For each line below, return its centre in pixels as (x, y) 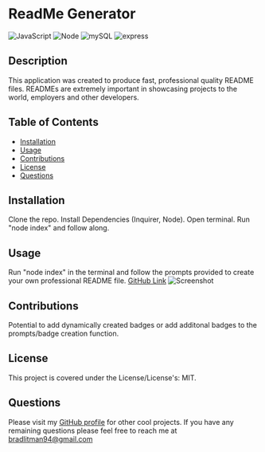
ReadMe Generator (72, 14)
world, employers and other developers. (74, 97)
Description (38, 61)
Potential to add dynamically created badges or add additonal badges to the (132, 325)
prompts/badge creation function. (64, 333)
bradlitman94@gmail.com (51, 438)
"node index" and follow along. (59, 228)
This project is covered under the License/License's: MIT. (102, 377)
